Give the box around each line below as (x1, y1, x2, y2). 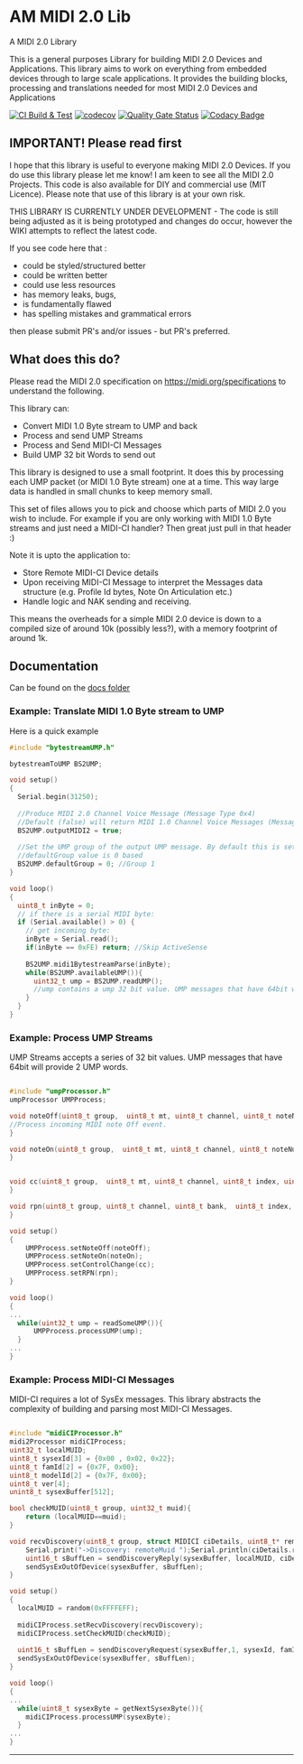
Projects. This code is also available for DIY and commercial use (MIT (9, 179, 267, 190)
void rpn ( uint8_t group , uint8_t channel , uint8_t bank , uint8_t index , (9, 1202, 293, 1212)
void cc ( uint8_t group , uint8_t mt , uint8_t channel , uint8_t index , (9, 1177, 280, 1186)
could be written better (22, 269, 108, 281)
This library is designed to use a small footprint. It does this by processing (9, 467, 284, 478)
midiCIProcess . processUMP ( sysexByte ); (25, 1713, 171, 1722)
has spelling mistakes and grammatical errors (22, 308, 192, 319)
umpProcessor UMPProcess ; (9, 1095, 106, 1105)
